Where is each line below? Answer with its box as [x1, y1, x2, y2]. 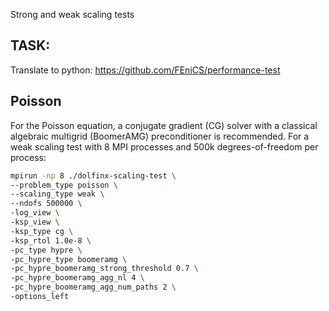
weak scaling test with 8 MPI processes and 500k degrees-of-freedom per [10, 140, 319, 153]
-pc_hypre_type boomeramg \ [10, 254, 128, 264]
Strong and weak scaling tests [10, 9, 135, 20]
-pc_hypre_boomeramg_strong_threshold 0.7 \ [10, 264, 199, 274]
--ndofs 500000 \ [10, 199, 83, 209]
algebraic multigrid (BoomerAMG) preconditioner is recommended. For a [10, 130, 310, 142]
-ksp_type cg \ [10, 226, 74, 236]
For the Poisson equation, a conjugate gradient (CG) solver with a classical [10, 119, 318, 131]
